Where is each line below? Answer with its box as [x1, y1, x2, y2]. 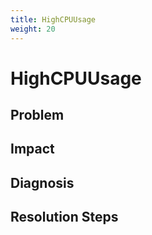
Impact [10, 141, 55, 158]
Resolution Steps [10, 209, 119, 226]
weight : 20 [10, 24, 56, 34]
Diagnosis [10, 174, 75, 191]
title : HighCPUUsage [10, 14, 97, 25]
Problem [10, 107, 65, 124]
